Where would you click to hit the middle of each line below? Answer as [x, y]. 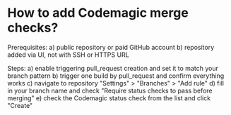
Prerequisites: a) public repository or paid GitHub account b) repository [111, 47]
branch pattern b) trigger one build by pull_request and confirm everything [116, 76]
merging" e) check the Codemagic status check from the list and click [109, 98]
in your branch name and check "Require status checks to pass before [110, 90]
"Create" [20, 105]
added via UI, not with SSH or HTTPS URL [68, 55]
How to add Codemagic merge [98, 13]
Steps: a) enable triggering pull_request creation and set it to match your [113, 68]
